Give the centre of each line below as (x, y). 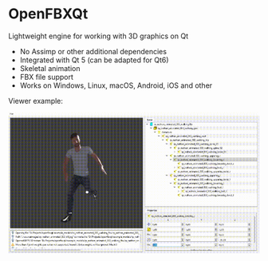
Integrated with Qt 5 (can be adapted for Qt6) (94, 60)
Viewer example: (36, 101)
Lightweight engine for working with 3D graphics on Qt (99, 36)
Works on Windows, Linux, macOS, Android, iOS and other (116, 85)
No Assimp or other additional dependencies (93, 51)
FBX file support (47, 77)
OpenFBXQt (48, 14)
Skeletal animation (50, 68)
